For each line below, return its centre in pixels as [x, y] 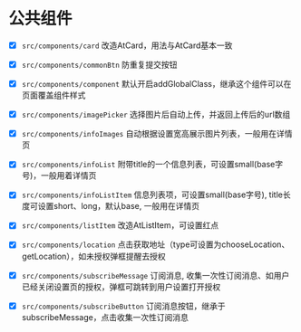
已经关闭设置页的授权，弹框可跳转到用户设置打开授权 [121, 287]
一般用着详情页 [68, 175]
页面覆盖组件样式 [53, 95]
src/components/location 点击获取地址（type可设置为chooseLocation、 [155, 244]
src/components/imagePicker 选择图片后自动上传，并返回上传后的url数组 [156, 115]
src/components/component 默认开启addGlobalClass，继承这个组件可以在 [156, 84]
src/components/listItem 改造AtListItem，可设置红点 [120, 225]
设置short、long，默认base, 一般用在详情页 [119, 206]
